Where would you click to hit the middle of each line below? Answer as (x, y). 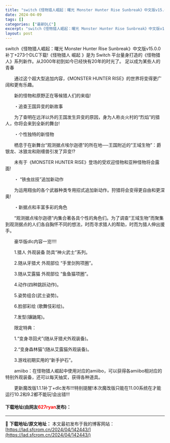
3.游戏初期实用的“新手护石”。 (45, 360)
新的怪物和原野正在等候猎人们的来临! (52, 95)
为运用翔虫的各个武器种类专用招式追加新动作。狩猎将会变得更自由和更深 (89, 190)
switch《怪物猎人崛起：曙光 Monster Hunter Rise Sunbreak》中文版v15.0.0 (83, 48)
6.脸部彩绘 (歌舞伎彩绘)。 (40, 306)
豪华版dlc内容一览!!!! (35, 241)
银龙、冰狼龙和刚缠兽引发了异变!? (40, 151)
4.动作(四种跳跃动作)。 (38, 284)
